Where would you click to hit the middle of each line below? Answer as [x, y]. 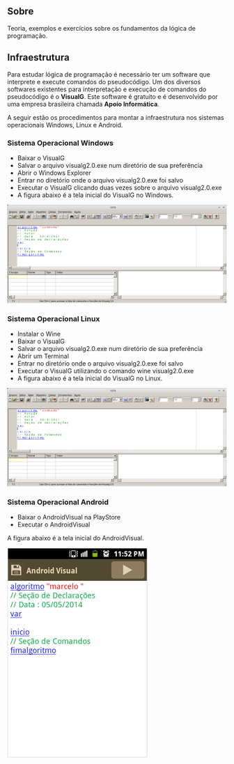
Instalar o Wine [39, 334]
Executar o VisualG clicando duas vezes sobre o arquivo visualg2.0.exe [119, 187]
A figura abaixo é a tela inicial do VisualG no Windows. [95, 195]
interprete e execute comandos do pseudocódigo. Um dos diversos [104, 81]
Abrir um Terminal [43, 356]
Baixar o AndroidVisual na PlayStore [69, 517]
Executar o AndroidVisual [54, 524]
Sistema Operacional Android [58, 502]
